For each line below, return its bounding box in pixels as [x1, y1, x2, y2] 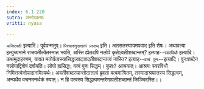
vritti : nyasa [6, 20, 43, 26]
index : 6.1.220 [6, 8, 45, 15]
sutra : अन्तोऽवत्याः [6, 15, 44, 21]
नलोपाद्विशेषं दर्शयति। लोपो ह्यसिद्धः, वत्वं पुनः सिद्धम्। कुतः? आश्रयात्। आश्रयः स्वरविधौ [6, 62, 168, 70]
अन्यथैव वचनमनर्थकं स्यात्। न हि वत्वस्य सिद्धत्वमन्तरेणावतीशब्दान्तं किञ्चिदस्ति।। [6, 76, 163, 84]
